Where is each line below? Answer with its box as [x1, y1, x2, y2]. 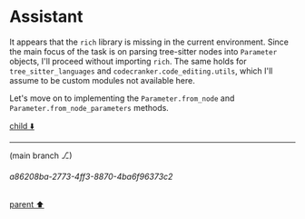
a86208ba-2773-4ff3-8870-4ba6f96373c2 [9, 171, 173, 182]
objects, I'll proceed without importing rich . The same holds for [9, 55, 247, 66]
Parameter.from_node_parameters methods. [9, 102, 170, 113]
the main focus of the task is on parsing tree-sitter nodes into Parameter [9, 45, 278, 56]
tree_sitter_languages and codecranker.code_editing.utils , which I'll [9, 65, 273, 76]
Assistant [9, 6, 84, 27]
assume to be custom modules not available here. [9, 75, 195, 85]
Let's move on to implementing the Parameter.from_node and [9, 93, 235, 104]
